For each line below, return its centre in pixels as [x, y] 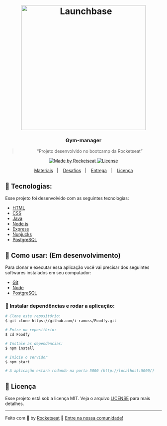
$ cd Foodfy [17, 335]
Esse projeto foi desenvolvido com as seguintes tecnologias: [67, 198]
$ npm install [20, 348]
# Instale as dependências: [34, 343]
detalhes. [15, 404]
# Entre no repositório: [31, 330]
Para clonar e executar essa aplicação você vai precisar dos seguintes [77, 267]
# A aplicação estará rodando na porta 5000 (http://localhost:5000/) [80, 371]
